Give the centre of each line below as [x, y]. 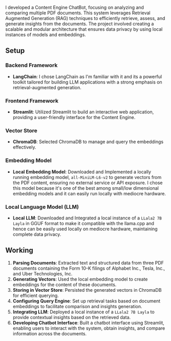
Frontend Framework [32, 101]
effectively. [24, 147]
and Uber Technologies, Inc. [42, 273]
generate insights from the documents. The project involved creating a [80, 24]
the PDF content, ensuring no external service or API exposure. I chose [88, 183]
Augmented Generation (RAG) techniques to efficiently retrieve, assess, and [85, 18]
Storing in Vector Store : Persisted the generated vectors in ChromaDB [87, 290]
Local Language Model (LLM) [42, 207]
